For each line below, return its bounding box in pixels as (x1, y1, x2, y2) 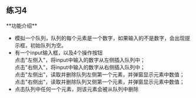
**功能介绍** (6, 22, 38, 29)
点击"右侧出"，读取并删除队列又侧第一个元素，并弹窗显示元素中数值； (14, 78, 185, 85)
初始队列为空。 (30, 41, 67, 48)
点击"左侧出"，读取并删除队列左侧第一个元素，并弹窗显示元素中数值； (14, 71, 185, 78)
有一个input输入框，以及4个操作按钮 (14, 49, 103, 56)
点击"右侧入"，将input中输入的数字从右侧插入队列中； (14, 64, 145, 71)
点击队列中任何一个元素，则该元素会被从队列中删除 (14, 85, 139, 92)
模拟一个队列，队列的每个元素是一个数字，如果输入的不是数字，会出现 (14, 34, 185, 41)
